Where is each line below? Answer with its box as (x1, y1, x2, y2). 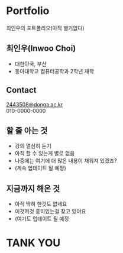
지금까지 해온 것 (6, 183, 60, 193)
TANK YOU (6, 236, 61, 249)
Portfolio (6, 4, 50, 18)
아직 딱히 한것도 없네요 (14, 200, 67, 207)
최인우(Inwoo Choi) (6, 43, 76, 54)
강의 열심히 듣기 (14, 142, 51, 150)
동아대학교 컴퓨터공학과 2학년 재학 (14, 67, 95, 74)
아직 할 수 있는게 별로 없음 (14, 150, 75, 157)
